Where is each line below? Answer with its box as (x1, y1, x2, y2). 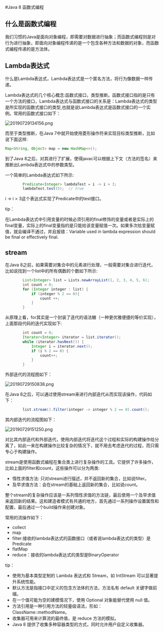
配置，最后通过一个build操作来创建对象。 (5, 505, 88, 510)
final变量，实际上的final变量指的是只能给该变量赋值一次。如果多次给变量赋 (5, 223, 155, 229)
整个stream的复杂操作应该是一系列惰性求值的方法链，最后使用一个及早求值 (5, 492, 156, 498)
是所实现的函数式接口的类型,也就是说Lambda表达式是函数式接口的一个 (5, 104, 147, 110)
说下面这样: (5, 136, 28, 142)
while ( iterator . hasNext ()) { (22, 339, 84, 344)
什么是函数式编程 (5, 20, 57, 28)
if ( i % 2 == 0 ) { (31, 348, 69, 353)
